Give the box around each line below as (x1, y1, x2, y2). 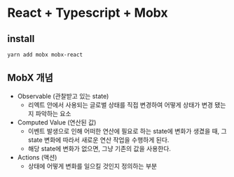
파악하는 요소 (35, 109, 71, 118)
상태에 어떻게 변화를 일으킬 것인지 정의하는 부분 (27, 162, 158, 170)
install (7, 33, 35, 45)
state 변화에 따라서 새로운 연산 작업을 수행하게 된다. (27, 135, 170, 144)
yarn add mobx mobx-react (7, 51, 83, 58)
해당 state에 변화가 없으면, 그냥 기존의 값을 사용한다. (27, 144, 172, 153)
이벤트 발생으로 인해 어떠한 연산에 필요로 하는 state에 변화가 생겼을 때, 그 (27, 127, 227, 135)
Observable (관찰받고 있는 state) (17, 92, 109, 100)
